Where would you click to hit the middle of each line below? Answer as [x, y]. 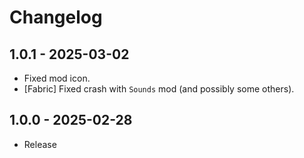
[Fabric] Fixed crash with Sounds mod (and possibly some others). [159, 89]
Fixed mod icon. [57, 78]
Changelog [56, 17]
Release [40, 144]
